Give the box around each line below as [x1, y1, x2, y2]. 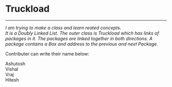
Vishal [5, 66, 18, 72]
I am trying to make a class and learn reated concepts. [5, 24, 121, 31]
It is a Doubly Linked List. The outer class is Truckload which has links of [5, 30, 159, 36]
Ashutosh [5, 61, 26, 67]
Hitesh [5, 77, 19, 83]
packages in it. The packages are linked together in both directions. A [5, 35, 153, 41]
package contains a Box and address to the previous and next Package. [5, 41, 159, 47]
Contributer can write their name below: [5, 50, 90, 56]
